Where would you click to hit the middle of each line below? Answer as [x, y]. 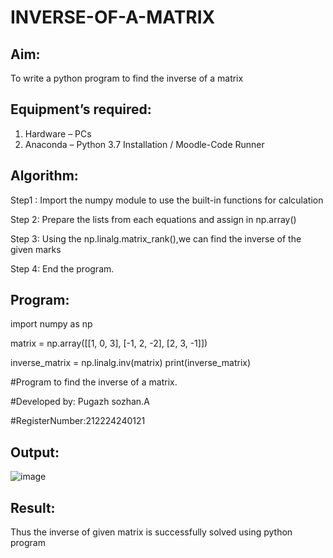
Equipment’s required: [81, 109]
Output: [35, 452]
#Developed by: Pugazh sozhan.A [80, 402]
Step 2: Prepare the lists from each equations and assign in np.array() [153, 219]
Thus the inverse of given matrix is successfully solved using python [151, 532]
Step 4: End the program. [62, 268]
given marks [36, 249]
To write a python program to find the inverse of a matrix [127, 78]
